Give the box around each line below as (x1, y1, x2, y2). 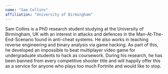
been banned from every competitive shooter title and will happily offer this (5, 57, 160, 63)
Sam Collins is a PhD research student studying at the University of (5, 25, 144, 31)
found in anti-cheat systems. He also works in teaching (35, 36, 149, 42)
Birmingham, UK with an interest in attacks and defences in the (5, 31, 135, 37)
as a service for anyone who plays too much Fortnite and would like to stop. (5, 63, 161, 69)
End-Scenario (5, 36, 34, 42)
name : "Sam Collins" (5, 7, 49, 12)
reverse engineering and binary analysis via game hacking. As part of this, (5, 41, 159, 47)
